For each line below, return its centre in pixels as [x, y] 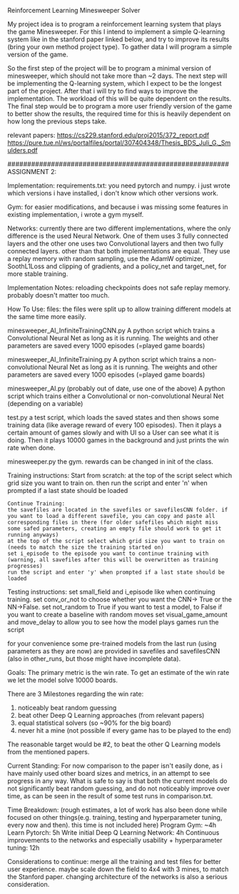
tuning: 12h [24, 848]
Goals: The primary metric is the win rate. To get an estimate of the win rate [118, 672]
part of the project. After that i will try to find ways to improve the [103, 91]
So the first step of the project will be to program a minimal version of [110, 68]
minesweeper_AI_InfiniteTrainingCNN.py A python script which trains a [111, 330]
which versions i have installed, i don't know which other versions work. [113, 193]
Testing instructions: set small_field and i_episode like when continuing [111, 592]
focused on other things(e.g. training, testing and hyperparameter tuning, [115, 817]
